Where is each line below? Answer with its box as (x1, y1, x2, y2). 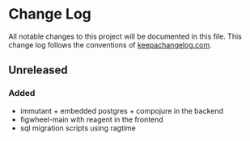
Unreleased (8, 64, 69, 77)
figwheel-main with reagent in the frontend (19, 114, 163, 124)
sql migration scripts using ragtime (19, 122, 136, 133)
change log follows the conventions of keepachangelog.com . (8, 39, 212, 49)
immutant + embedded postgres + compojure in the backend (19, 106, 224, 115)
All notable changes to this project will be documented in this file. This (8, 31, 243, 41)
